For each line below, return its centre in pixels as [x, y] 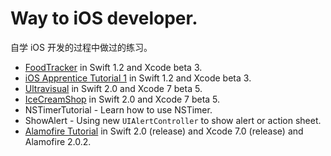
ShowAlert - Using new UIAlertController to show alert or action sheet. [173, 120]
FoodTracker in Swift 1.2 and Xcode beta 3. [113, 67]
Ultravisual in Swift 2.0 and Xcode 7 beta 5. [113, 88]
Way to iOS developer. [104, 18]
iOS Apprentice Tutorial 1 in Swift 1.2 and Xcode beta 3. [138, 78]
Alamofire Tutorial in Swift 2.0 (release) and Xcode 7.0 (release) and [164, 131]
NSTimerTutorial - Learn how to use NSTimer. [118, 109]
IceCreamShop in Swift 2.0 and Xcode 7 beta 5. [122, 99]
